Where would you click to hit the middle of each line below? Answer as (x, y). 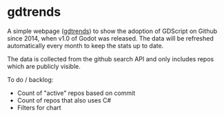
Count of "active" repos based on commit (76, 93)
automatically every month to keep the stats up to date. (85, 45)
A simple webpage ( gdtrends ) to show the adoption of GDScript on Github (112, 31)
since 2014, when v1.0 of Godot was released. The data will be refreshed (110, 38)
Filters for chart (39, 107)
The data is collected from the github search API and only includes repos (111, 58)
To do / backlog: (30, 79)
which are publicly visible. (44, 66)
